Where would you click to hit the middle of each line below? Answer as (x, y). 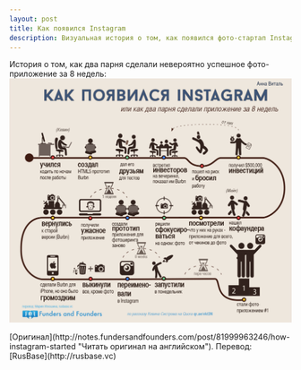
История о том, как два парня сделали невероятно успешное (127, 65)
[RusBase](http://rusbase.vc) (63, 356)
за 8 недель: (83, 74)
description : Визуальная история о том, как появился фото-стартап (138, 38)
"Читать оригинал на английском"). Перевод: (165, 346)
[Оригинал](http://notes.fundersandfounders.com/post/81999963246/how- (150, 337)
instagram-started (43, 346)
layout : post (34, 19)
